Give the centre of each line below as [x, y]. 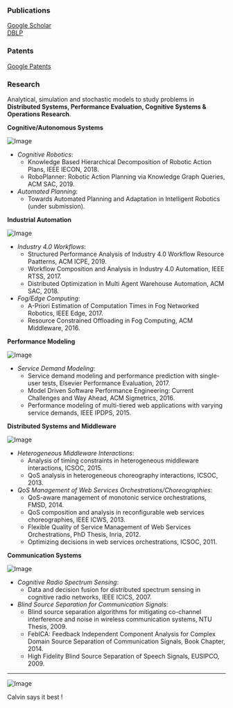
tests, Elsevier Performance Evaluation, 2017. [106, 383]
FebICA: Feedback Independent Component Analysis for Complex [122, 634]
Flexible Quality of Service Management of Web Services [109, 526]
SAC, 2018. [43, 291]
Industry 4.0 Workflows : [52, 246]
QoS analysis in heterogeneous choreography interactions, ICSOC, [123, 475]
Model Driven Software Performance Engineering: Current [111, 390]
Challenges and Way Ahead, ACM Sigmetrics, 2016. [101, 398]
